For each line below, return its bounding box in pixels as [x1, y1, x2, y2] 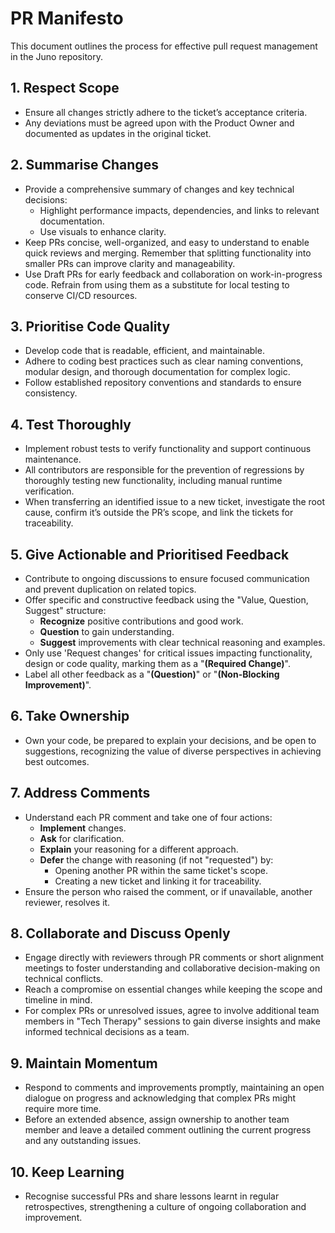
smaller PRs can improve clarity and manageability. [24, 257, 236, 269]
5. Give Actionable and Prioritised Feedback [10, 546, 290, 563]
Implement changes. [39, 822, 127, 834]
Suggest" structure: [24, 605, 107, 616]
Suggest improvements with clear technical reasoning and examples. [39, 637, 326, 648]
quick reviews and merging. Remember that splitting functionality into [24, 247, 312, 259]
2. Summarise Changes [10, 157, 159, 174]
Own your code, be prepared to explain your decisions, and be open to [24, 734, 317, 746]
